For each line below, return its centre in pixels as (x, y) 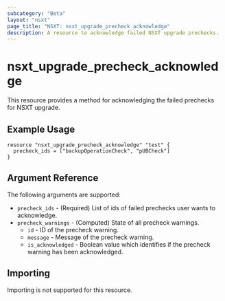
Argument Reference (53, 178)
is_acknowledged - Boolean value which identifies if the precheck (119, 244)
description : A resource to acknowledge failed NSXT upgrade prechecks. (113, 33)
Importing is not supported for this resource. (70, 290)
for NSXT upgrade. (34, 108)
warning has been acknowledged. (75, 252)
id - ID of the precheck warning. (73, 230)
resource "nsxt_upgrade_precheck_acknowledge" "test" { (88, 145)
